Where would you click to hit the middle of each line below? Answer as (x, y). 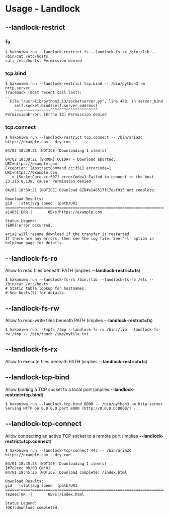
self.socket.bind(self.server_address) (56, 106)
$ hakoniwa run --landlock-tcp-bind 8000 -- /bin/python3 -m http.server (84, 404)
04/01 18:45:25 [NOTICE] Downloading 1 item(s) (56, 463)
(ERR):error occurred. (29, 226)
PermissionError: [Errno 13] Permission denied (56, 115)
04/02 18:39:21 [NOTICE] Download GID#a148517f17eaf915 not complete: (81, 190)
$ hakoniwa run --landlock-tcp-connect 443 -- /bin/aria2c (68, 450)
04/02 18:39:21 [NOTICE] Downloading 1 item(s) (56, 151)
